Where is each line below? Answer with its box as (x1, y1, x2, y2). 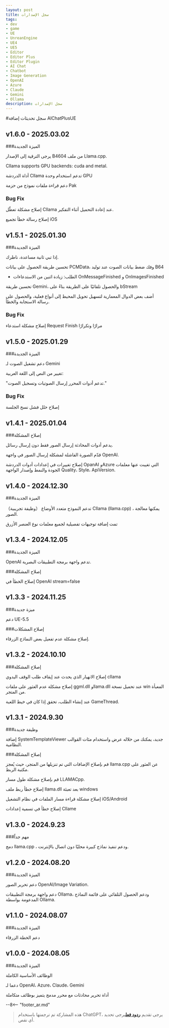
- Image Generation (6, 73, 47, 78)
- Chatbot (6, 69, 27, 74)
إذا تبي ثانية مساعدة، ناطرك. (6, 254, 59, 260)
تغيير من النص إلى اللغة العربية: (6, 370, 64, 376)
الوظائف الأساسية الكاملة (6, 972, 53, 978)
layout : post (6, 7, 33, 13)
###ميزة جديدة (6, 606, 35, 612)
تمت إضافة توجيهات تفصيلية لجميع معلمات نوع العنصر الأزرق (6, 521, 118, 527)
